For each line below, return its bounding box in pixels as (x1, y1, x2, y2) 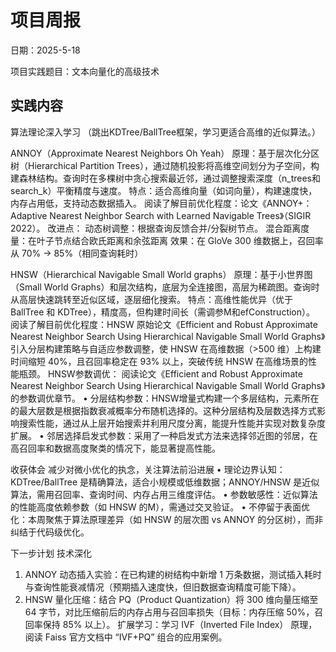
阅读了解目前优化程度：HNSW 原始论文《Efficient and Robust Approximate (10, 318, 318, 330)
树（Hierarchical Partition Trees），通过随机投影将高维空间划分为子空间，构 (10, 159, 320, 171)
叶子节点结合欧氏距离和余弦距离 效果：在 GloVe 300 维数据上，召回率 (36, 234, 324, 246)
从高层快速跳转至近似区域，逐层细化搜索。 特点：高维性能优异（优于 (10, 293, 293, 305)
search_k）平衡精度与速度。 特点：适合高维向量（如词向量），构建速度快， (10, 184, 318, 196)
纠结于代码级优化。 (10, 526, 90, 538)
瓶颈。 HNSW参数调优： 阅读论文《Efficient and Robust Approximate (18, 367, 303, 380)
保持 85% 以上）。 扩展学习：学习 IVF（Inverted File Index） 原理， (42, 618, 318, 630)
